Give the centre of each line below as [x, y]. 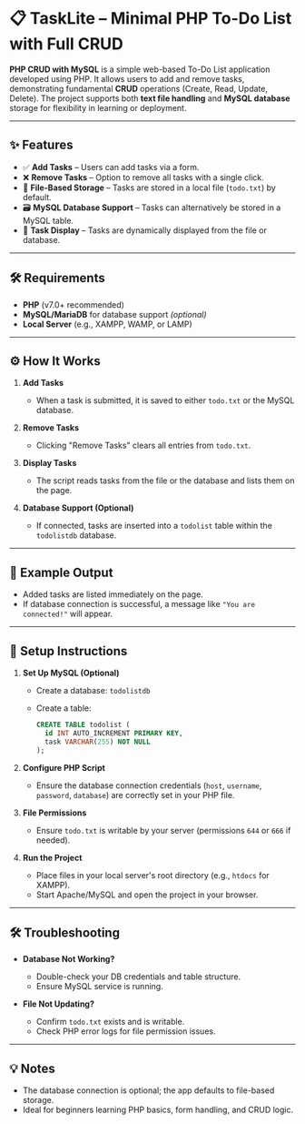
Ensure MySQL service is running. [99, 987]
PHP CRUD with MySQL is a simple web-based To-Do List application [140, 69]
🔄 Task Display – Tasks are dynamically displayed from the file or [145, 230]
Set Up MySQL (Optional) [71, 673]
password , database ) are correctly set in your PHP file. [135, 795]
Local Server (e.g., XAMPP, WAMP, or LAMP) [107, 324]
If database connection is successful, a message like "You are [139, 604]
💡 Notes [33, 1068]
